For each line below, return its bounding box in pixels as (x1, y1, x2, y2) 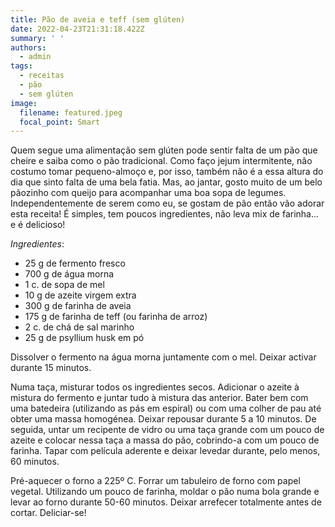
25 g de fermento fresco (24, 257, 126, 270)
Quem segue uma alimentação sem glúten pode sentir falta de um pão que (10, 144, 318, 156)
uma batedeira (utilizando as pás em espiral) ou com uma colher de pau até (10, 402, 322, 415)
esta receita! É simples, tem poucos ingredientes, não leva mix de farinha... (10, 208, 320, 220)
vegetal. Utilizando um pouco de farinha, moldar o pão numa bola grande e (10, 486, 320, 498)
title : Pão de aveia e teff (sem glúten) (10, 14, 186, 25)
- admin (19, 52, 52, 62)
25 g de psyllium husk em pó (24, 332, 145, 344)
